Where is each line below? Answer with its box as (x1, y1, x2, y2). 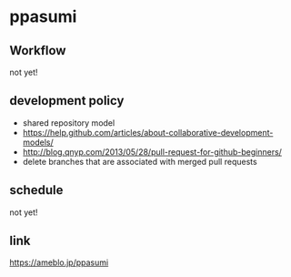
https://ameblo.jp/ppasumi (9, 257, 109, 268)
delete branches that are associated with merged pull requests (22, 156, 257, 167)
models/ (22, 137, 55, 148)
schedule (9, 182, 64, 198)
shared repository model (22, 117, 115, 128)
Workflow (9, 43, 66, 58)
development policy (9, 93, 125, 108)
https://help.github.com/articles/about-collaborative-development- (22, 127, 274, 138)
